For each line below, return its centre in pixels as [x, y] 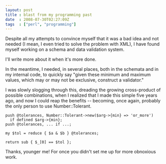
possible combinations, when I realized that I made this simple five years [81, 95]
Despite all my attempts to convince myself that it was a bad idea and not [82, 39]
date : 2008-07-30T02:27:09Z [37, 19]
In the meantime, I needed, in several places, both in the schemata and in [82, 69]
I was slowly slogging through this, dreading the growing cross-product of [83, 90]
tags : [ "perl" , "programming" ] [41, 24]
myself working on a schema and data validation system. [65, 49]
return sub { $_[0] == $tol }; [38, 142]
